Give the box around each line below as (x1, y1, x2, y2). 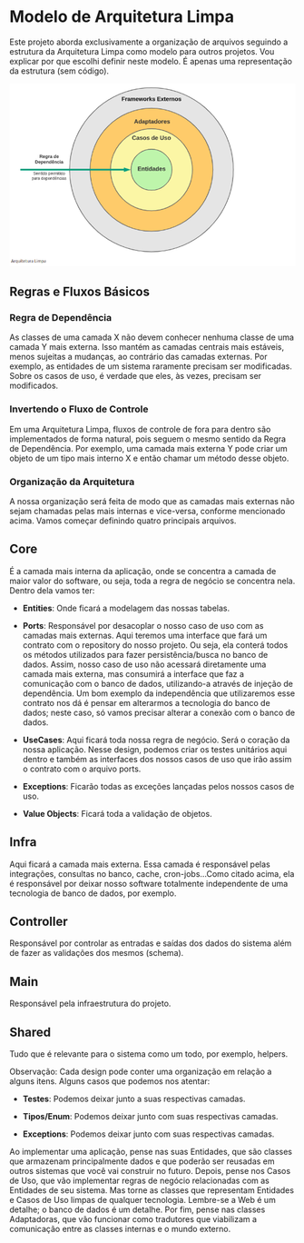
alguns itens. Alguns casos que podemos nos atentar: (9, 1075, 211, 1087)
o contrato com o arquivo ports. (22, 763, 142, 774)
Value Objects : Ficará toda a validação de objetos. (22, 808, 212, 819)
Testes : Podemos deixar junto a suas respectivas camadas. (22, 1093, 246, 1104)
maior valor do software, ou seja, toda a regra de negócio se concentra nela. (9, 575, 296, 586)
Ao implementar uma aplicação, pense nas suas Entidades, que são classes (9, 1146, 293, 1157)
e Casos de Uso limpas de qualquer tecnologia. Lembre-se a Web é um (9, 1194, 277, 1205)
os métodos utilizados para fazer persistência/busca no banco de (22, 649, 269, 660)
